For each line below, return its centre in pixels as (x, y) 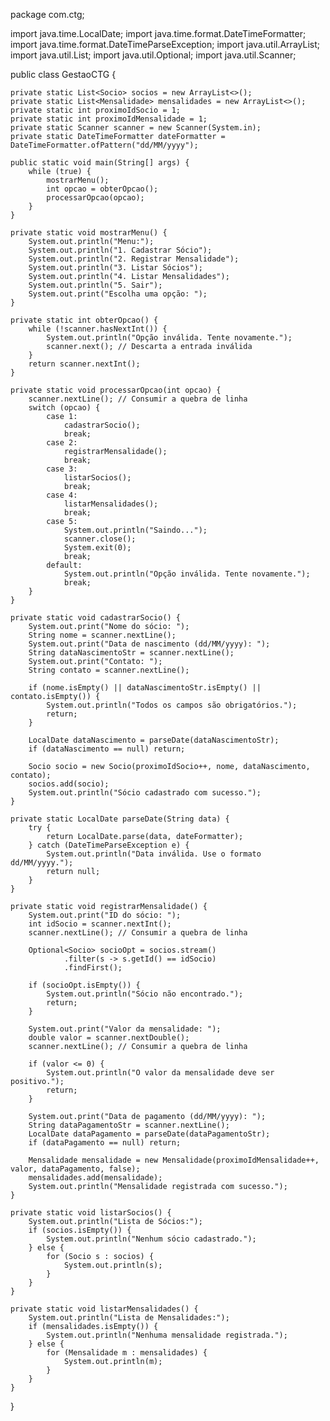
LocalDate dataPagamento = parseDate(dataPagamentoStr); (149, 1134)
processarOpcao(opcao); (95, 198)
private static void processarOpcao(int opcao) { (116, 390)
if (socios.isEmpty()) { (80, 1230)
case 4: (62, 495)
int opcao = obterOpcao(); (102, 189)
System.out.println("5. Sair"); (95, 285)
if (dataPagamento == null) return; (105, 1143)
